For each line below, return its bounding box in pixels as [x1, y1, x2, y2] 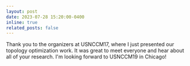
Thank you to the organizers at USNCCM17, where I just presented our [6, 41, 175, 48]
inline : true [6, 19, 38, 25]
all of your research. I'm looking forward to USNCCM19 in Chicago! [6, 53, 167, 60]
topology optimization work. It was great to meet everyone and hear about [6, 47, 185, 54]
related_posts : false [6, 25, 59, 31]
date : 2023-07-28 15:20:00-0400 [6, 14, 85, 20]
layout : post [6, 8, 38, 15]
